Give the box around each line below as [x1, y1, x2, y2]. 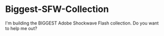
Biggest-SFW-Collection [5, 3, 109, 15]
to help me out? [5, 25, 37, 31]
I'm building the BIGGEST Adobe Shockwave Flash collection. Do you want [5, 20, 159, 26]
